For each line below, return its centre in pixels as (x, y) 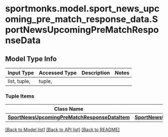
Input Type (21, 73)
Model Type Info (31, 59)
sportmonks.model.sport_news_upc (82, 9)
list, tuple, (19, 81)
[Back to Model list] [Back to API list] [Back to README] (62, 130)
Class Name (69, 109)
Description (96, 73)
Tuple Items (20, 96)
